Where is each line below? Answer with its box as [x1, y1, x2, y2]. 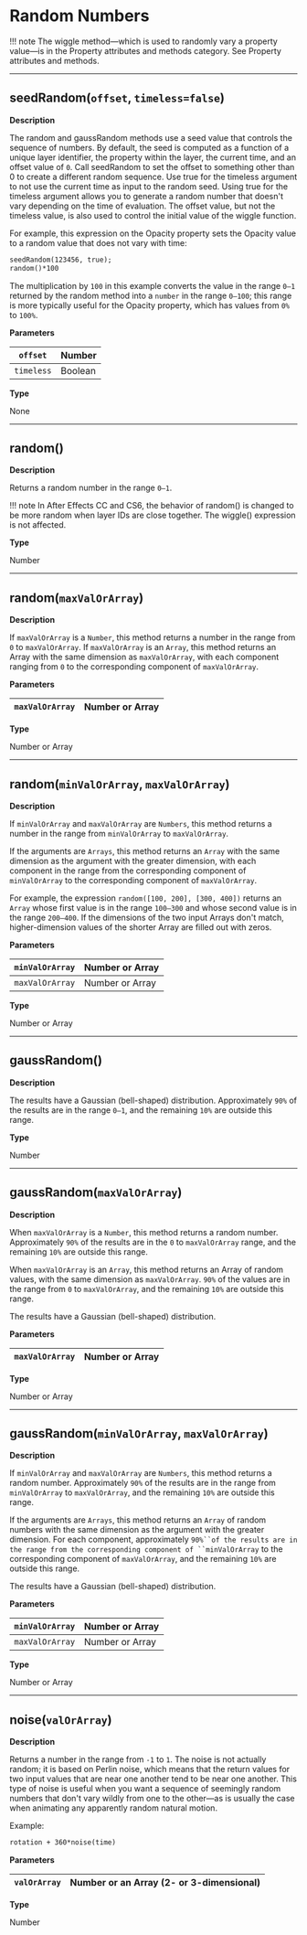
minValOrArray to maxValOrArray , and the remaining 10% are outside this [9, 1487, 276, 1498]
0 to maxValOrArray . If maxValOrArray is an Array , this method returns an [9, 642, 277, 653]
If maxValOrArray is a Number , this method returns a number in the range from [9, 632, 296, 643]
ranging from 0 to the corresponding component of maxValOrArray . [9, 661, 259, 672]
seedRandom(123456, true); [9, 255, 112, 264]
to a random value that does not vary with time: [9, 237, 187, 248]
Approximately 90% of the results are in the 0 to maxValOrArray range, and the [9, 1236, 297, 1247]
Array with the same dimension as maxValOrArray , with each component [9, 651, 280, 663]
